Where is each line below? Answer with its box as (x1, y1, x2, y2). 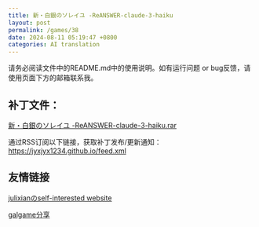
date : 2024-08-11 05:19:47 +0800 (8, 33, 118, 42)
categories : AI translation (8, 41, 100, 49)
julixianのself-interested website (8, 193, 112, 203)
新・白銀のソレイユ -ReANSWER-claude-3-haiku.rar (8, 120, 177, 130)
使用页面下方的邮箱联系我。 (8, 73, 98, 82)
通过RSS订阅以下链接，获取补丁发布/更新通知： (8, 137, 162, 146)
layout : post (8, 19, 51, 27)
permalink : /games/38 (8, 26, 79, 34)
